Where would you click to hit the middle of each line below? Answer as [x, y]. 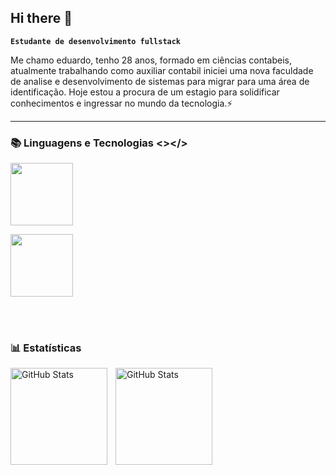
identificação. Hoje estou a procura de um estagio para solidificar [145, 92]
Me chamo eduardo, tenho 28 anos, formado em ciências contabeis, [151, 60]
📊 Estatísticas [46, 348]
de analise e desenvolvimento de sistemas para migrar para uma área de [160, 81]
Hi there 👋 [41, 18]
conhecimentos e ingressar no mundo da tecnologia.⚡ [121, 103]
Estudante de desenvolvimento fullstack [96, 41]
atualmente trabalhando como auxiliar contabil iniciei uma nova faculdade [162, 70]
